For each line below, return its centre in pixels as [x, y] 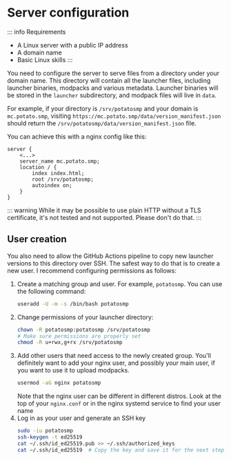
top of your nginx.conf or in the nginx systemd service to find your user [119, 403]
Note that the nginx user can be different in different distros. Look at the [119, 396]
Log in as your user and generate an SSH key [81, 418]
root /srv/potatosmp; [63, 179]
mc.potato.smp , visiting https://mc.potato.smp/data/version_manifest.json [114, 116]
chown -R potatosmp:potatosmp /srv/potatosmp [83, 330]
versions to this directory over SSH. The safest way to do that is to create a [114, 263]
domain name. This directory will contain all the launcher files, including [109, 80]
